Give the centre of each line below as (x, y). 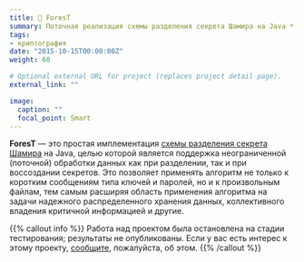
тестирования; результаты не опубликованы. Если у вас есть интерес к (148, 238)
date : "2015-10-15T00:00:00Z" (67, 52)
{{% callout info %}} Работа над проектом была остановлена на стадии (147, 228)
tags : (20, 34)
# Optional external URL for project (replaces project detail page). (146, 77)
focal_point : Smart (54, 118)
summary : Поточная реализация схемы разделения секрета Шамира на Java (147, 26)
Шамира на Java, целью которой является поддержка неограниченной (148, 153)
